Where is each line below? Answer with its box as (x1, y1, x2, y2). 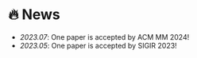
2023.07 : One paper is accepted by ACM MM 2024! (19, 32, 190, 41)
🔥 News (8, 6, 61, 24)
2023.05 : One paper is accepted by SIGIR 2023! (19, 41, 177, 50)
